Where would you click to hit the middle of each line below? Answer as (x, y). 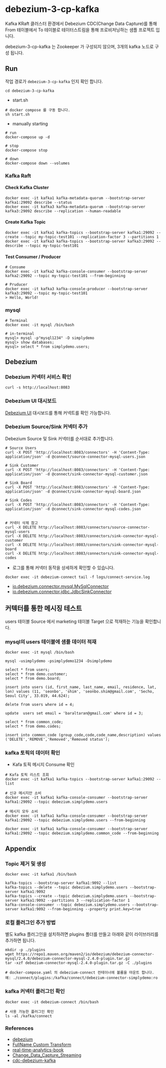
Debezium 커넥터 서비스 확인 (38, 377)
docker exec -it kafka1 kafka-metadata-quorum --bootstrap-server (75, 198)
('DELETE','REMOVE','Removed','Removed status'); (58, 739)
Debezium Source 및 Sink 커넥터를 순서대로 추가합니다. (60, 438)
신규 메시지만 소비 (26, 793)
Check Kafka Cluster (27, 188)
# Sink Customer (22, 465)
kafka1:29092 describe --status (39, 202)
